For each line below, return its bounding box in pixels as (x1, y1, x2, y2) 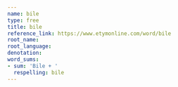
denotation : (7, 50, 42, 57)
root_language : (7, 43, 52, 50)
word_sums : (7, 56, 39, 63)
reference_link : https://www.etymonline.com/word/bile (7, 29, 172, 37)
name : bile (7, 10, 39, 18)
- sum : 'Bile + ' (7, 62, 58, 69)
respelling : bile (13, 69, 65, 76)
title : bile (7, 23, 42, 30)
